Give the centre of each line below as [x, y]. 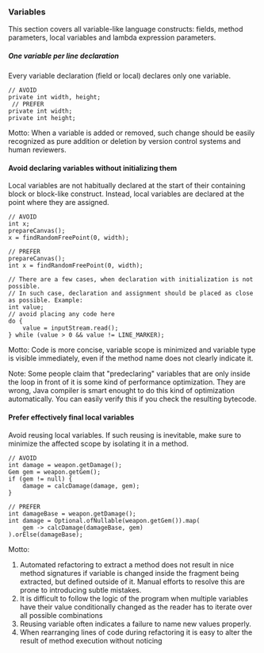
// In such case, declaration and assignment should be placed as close [131, 294]
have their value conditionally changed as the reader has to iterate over [136, 607]
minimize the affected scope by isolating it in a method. [98, 443]
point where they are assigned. [59, 203]
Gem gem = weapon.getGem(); [55, 472]
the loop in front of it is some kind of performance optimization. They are [127, 382]
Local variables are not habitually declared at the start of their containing [127, 186]
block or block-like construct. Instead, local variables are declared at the [126, 194]
